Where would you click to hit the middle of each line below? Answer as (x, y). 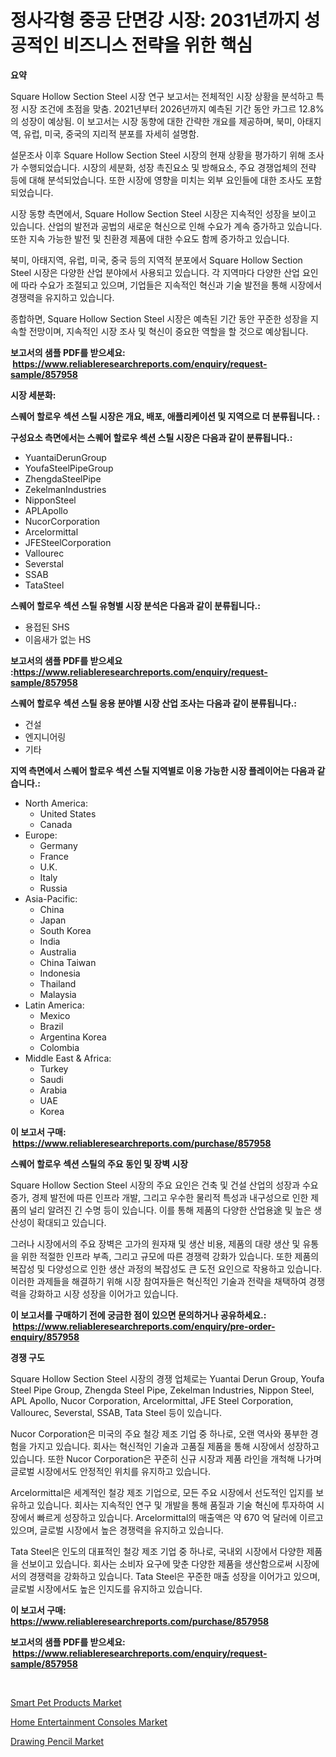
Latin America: (54, 1005)
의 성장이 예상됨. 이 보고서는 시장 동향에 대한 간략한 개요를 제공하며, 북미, (152, 121)
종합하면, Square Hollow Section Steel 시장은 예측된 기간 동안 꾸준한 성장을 (159, 318)
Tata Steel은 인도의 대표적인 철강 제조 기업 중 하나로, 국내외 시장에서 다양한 (157, 1551)
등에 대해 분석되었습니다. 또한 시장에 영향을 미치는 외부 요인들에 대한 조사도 (157, 180)
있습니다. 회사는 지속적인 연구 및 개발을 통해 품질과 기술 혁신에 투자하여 (175, 1505)
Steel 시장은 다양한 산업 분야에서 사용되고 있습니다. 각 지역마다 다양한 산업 (155, 272)
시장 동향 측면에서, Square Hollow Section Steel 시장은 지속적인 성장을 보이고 (163, 213)
